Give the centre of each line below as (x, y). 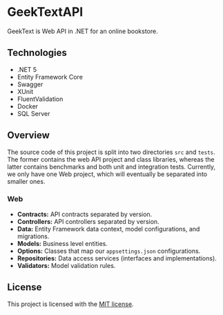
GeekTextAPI (45, 12)
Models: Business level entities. (62, 243)
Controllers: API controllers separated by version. (88, 221)
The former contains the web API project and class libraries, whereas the (111, 159)
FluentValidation (40, 99)
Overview (29, 135)
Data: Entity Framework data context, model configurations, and (108, 229)
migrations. (33, 236)
